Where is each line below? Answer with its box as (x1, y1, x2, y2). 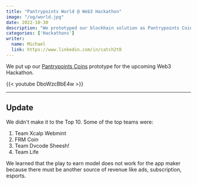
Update (6, 103, 34, 113)
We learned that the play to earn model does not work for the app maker (6, 159, 181, 167)
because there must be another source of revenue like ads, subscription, (6, 166, 182, 173)
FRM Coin (14, 136, 39, 143)
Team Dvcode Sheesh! (14, 142, 70, 149)
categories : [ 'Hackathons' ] (6, 30, 75, 36)
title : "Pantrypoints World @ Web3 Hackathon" (6, 8, 122, 15)
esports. (6, 172, 26, 179)
